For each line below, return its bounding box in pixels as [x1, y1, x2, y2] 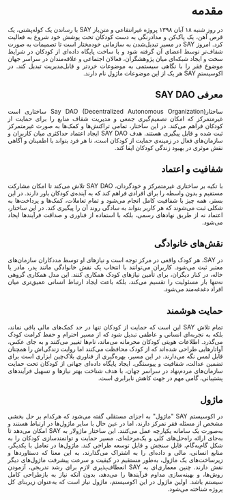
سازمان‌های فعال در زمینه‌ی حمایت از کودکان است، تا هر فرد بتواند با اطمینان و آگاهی [8, 136, 223, 145]
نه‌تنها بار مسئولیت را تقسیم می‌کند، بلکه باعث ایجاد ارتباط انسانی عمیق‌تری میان [8, 277, 223, 286]
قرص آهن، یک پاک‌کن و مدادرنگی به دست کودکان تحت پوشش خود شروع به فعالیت [8, 32, 223, 40]
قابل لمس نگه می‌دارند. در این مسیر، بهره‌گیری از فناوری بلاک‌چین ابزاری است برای [8, 352, 223, 360]
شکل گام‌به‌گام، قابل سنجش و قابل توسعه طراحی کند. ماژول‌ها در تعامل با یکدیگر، [8, 441, 223, 449]
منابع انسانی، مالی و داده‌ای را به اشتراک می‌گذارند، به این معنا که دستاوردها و [8, 449, 223, 456]
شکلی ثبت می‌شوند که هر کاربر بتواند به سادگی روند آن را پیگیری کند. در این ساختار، [8, 203, 223, 212]
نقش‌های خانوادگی [154, 238, 223, 249]
